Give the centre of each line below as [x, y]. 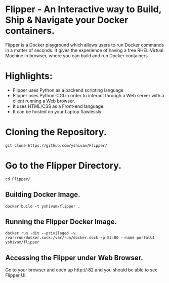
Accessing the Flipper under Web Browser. [74, 257]
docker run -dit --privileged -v [40, 233]
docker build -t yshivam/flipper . [43, 206]
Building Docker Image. [43, 195]
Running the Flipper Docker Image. [61, 221]
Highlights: [29, 76]
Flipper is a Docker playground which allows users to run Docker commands [85, 45]
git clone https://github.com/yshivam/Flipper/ [56, 145]
